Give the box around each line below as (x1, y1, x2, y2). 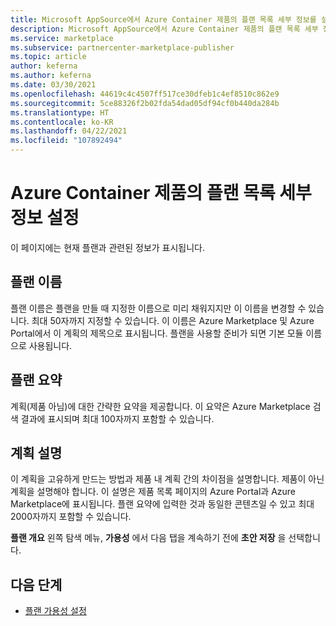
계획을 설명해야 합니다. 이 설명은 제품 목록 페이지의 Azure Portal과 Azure (10, 486, 297, 498)
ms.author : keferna (10, 71, 92, 81)
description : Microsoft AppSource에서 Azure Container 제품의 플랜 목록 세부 (10, 24, 319, 34)
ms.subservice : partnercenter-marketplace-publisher (10, 42, 235, 53)
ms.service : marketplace (10, 33, 114, 43)
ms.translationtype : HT (10, 107, 110, 118)
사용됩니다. (28, 339, 73, 351)
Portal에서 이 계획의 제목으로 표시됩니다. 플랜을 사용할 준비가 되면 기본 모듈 (10, 327, 304, 339)
